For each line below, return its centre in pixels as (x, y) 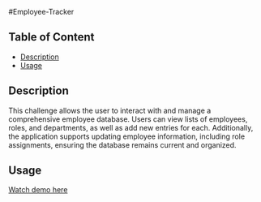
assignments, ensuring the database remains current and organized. (122, 144)
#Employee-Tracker (41, 12)
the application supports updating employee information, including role (127, 136)
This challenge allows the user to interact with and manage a (110, 110)
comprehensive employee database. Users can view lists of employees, (128, 119)
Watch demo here (38, 190)
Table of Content (51, 37)
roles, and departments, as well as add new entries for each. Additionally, (131, 127)
